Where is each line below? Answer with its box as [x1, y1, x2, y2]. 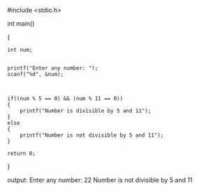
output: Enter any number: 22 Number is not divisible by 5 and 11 [7, 176, 193, 184]
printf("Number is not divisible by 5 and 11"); [20, 132, 164, 139]
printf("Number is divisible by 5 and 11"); [20, 107, 152, 114]
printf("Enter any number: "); [7, 65, 98, 72]
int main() [7, 20, 35, 27]
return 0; [7, 150, 36, 157]
